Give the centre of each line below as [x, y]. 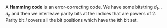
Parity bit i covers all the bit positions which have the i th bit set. [72, 20]
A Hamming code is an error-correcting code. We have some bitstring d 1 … [84, 8]
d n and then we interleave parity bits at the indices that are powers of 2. [81, 14]
